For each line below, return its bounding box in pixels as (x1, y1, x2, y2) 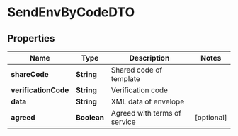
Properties (7, 32, 55, 44)
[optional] (194, 113, 227, 122)
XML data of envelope (110, 97, 185, 106)
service (110, 117, 136, 127)
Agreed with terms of (110, 109, 182, 118)
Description (129, 54, 170, 63)
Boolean (75, 113, 105, 122)
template (110, 74, 140, 83)
